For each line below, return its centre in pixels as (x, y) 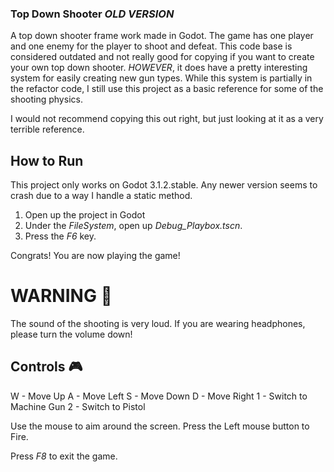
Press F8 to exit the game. (64, 456)
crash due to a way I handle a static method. (101, 196)
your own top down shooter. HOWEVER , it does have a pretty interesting (159, 68)
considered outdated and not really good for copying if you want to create (162, 57)
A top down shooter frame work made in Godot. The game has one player (162, 36)
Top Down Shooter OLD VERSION (92, 14)
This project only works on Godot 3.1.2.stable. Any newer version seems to (164, 185)
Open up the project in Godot (85, 215)
